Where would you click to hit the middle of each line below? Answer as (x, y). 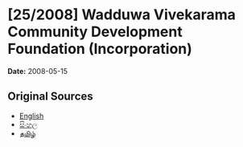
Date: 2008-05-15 (38, 71)
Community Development (95, 32)
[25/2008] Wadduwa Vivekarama (122, 15)
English (31, 116)
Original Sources (50, 97)
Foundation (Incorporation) (100, 49)
